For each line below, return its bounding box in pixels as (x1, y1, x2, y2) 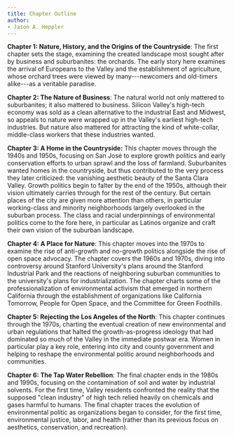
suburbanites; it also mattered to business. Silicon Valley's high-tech (7, 101, 205, 109)
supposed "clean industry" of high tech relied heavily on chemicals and (7, 393, 214, 402)
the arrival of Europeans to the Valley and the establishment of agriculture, (7, 64, 222, 74)
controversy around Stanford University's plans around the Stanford (7, 262, 203, 271)
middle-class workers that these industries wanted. (7, 130, 156, 139)
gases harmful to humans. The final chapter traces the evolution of (7, 401, 200, 409)
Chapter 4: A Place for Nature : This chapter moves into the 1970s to (7, 240, 205, 248)
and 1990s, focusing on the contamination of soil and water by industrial (7, 378, 216, 387)
